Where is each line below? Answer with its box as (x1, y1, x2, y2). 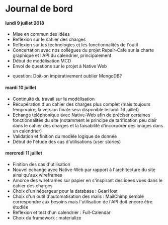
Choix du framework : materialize (12, 214, 81, 220)
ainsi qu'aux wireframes (12, 172, 62, 178)
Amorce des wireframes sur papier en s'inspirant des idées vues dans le (12, 177, 162, 183)
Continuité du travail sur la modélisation (12, 96, 95, 102)
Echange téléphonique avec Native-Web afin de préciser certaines (12, 112, 150, 118)
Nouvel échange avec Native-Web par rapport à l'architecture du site (12, 167, 156, 173)
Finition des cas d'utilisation (12, 161, 70, 167)
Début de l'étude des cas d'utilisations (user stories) (12, 138, 121, 144)
